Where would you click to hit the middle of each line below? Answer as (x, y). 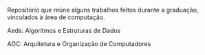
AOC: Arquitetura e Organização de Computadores (79, 44)
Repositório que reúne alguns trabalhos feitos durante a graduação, (103, 10)
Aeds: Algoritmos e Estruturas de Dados (64, 31)
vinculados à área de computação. (56, 17)
